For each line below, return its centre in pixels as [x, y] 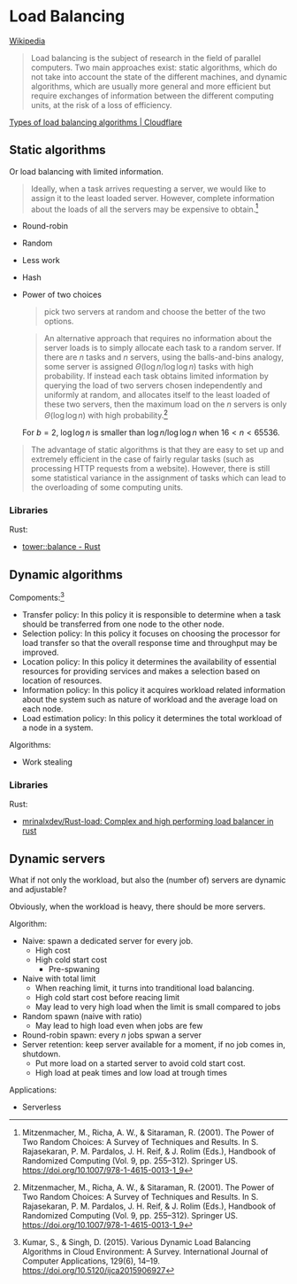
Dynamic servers [57, 858]
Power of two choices [61, 295]
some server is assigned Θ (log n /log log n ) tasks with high [148, 367]
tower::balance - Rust [61, 547]
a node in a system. [57, 728]
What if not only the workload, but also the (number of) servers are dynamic [148, 880]
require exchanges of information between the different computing [152, 96]
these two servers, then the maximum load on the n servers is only [165, 404]
